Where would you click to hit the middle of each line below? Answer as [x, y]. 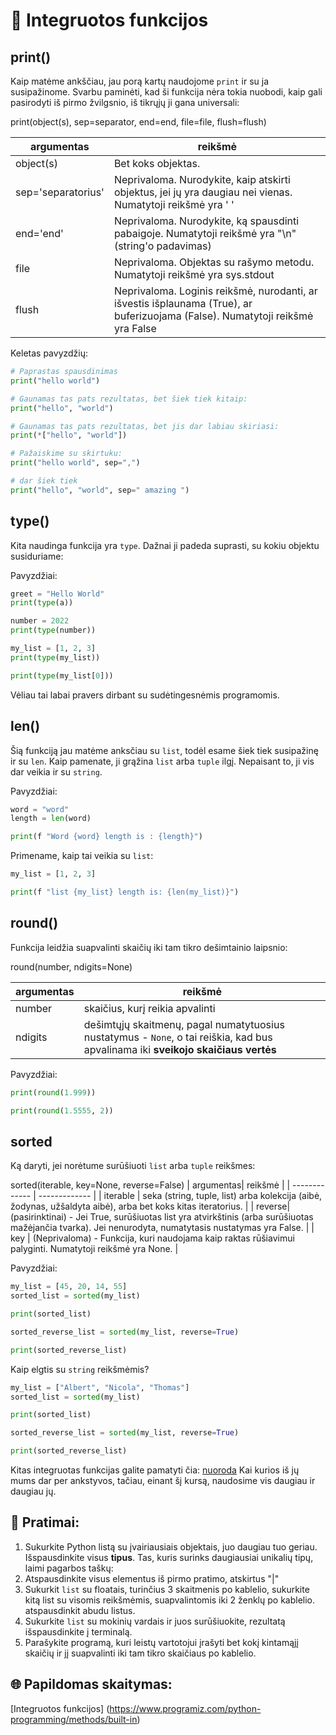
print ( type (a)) [42, 603]
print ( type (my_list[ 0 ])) [62, 675]
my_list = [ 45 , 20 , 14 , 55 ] [69, 1287]
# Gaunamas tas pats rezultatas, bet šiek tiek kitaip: [129, 399]
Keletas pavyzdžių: [49, 353]
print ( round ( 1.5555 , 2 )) [62, 1110]
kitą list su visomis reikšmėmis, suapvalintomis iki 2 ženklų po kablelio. [170, 1600]
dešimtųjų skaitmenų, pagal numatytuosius [184, 1024]
